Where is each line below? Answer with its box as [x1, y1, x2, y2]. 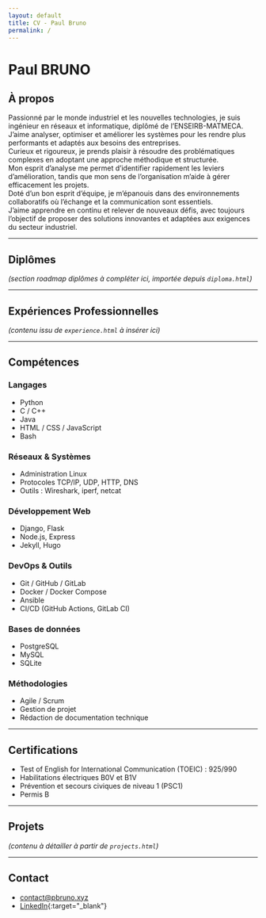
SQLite [19, 658, 42, 667]
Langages [8, 380, 47, 391]
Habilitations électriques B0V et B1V [19, 772, 137, 782]
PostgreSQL [19, 641, 59, 651]
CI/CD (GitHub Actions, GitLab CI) [19, 603, 131, 613]
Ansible [19, 595, 45, 605]
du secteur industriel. [8, 223, 78, 232]
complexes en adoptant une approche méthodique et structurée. [8, 155, 219, 165]
